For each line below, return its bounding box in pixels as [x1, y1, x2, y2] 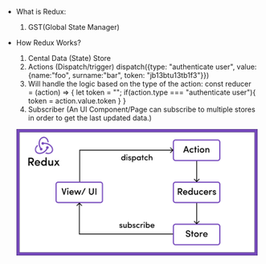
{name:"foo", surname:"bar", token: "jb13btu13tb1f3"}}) [27, 71, 210, 79]
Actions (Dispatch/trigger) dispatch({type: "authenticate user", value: [27, 62, 257, 71]
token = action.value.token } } [27, 96, 126, 105]
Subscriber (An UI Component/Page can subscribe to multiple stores [27, 104, 256, 114]
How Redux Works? [15, 38, 82, 47]
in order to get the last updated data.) [27, 113, 153, 123]
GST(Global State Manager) [27, 22, 121, 31]
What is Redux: [15, 7, 67, 16]
